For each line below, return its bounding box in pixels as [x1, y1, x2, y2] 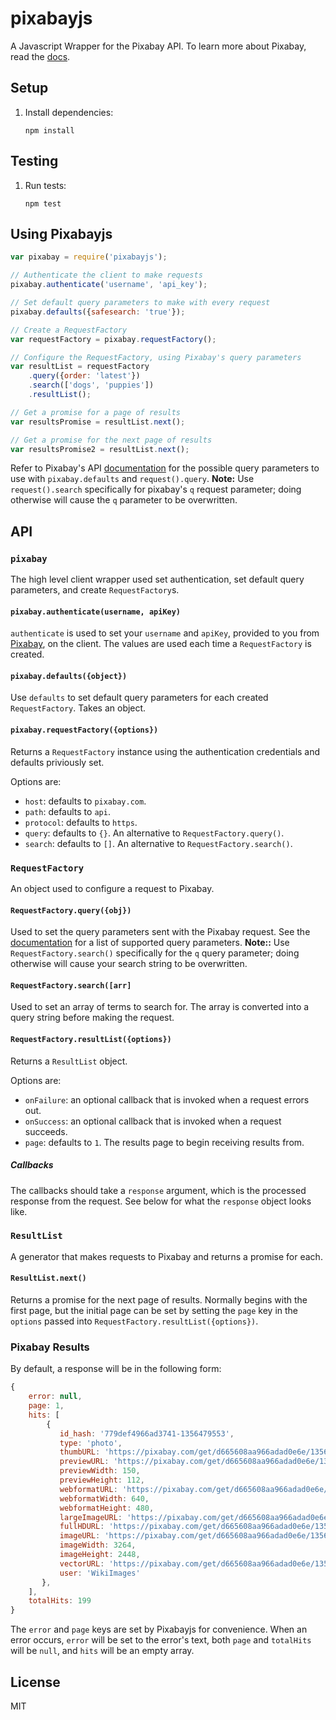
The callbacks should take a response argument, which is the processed [10, 1184, 307, 1196]
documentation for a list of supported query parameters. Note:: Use [10, 937, 290, 949]
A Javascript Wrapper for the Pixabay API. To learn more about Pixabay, [10, 40, 307, 52]
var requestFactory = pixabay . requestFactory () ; [10, 334, 217, 344]
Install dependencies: [24, 106, 114, 118]
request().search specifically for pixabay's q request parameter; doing [10, 483, 302, 496]
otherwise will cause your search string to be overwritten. [10, 958, 248, 970]
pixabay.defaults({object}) [10, 671, 128, 681]
